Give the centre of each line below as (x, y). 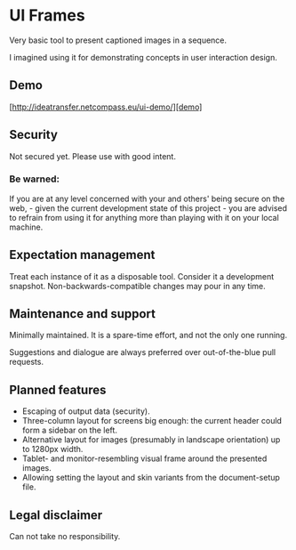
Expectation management (82, 255)
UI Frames (48, 16)
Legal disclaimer (56, 515)
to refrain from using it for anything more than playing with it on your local (144, 217)
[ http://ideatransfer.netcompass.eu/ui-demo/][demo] (106, 107)
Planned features (58, 389)
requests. (27, 362)
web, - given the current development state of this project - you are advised (148, 208)
